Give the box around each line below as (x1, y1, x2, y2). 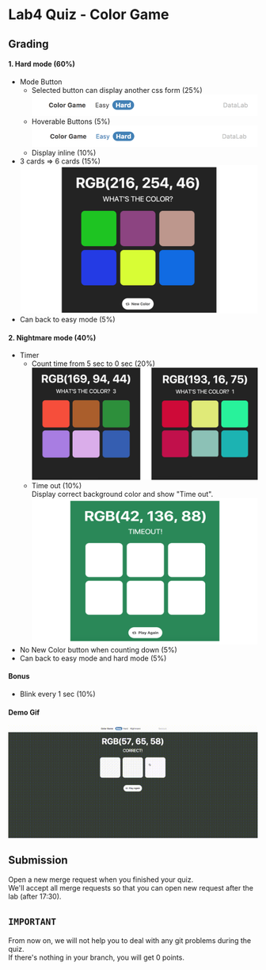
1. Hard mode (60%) (8, 60, 75, 69)
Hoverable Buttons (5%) (31, 117, 111, 126)
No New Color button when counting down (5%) (19, 645, 178, 654)
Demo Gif (8, 707, 40, 717)
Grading (8, 37, 49, 51)
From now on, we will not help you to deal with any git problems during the (8, 935, 252, 945)
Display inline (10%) (31, 148, 97, 158)
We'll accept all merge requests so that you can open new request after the (8, 883, 253, 892)
